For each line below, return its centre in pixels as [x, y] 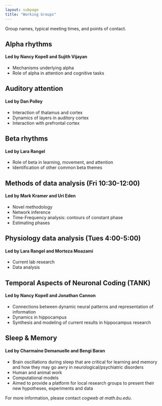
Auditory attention [34, 89]
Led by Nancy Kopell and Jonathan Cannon [50, 296]
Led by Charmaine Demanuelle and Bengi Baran [55, 351]
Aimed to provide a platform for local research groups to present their [83, 383]
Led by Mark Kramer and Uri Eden [40, 196]
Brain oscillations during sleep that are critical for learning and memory [85, 362]
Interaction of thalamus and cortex [47, 112]
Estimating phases [31, 223]
